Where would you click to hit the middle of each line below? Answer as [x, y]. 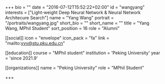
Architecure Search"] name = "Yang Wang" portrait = [60, 18]
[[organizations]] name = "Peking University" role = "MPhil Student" [75, 68]
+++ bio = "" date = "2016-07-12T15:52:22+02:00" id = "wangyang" [75, 7]
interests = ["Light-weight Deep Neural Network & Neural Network [73, 12]
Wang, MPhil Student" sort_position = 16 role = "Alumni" [63, 28]
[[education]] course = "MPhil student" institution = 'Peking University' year [83, 53]
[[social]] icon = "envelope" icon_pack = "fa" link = [57, 38]
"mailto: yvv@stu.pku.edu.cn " [35, 43]
